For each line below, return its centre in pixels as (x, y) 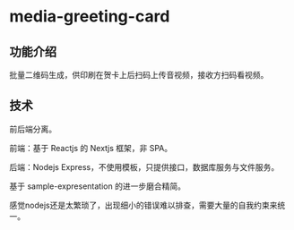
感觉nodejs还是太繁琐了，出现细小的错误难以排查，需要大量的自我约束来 (143, 205)
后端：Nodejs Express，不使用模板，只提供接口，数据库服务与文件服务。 (144, 166)
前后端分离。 (33, 129)
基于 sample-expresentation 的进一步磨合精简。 (98, 186)
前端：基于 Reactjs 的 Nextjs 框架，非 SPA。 (91, 148)
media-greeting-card (90, 17)
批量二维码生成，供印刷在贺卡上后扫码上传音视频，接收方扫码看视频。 (139, 75)
